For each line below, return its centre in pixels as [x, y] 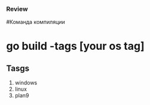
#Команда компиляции [36, 22]
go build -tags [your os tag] [75, 46]
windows [26, 83]
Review [17, 9]
